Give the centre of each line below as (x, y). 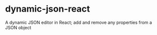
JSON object (18, 27)
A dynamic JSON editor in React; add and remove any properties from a (79, 22)
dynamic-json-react (48, 9)
